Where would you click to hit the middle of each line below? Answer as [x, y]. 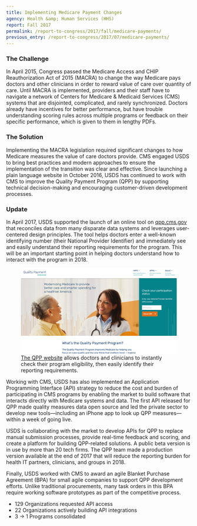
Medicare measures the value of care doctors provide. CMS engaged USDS [98, 156]
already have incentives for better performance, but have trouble [84, 109]
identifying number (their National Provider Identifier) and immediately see [96, 241]
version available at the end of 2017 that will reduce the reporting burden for [98, 456]
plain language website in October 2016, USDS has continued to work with [96, 175]
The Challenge [27, 59]
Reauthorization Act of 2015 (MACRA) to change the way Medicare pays [94, 78]
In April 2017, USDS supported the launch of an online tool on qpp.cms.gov [96, 222]
